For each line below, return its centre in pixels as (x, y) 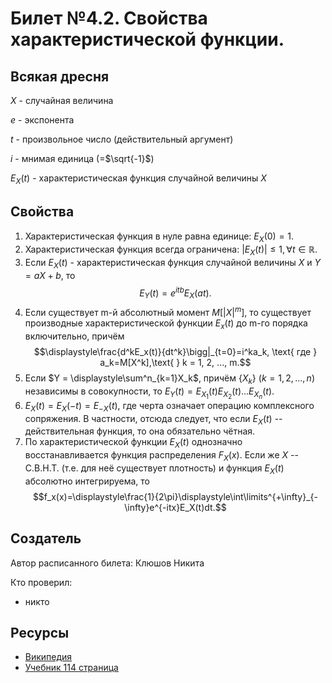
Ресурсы (40, 633)
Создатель (46, 538)
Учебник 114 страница (71, 668)
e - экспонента (42, 120)
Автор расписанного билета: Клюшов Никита (107, 563)
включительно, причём (74, 336)
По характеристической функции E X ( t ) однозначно (133, 443)
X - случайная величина (62, 100)
